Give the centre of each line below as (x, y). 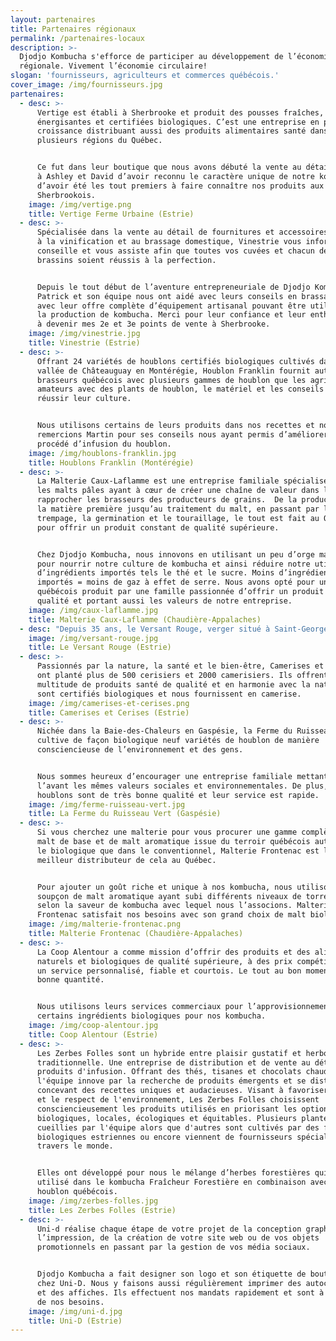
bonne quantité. (70, 980)
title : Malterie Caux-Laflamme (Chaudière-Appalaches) (145, 619)
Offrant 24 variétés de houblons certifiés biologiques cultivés (175, 361)
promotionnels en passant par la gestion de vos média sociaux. (173, 1247)
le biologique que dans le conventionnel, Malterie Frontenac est (178, 851)
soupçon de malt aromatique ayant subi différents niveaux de (169, 896)
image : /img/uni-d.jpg (75, 1311)
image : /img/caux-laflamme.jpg (93, 610)
